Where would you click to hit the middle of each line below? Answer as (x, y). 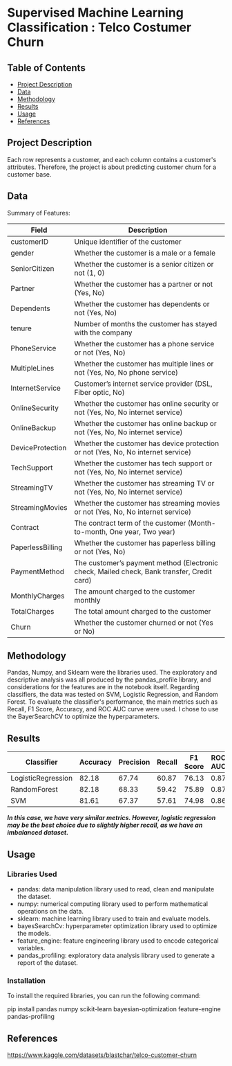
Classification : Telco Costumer (99, 27)
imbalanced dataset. (38, 833)
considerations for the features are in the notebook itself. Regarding (104, 687)
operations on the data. (50, 911)
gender (22, 253)
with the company (103, 332)
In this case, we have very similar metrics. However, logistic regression (112, 818)
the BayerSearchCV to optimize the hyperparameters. (84, 717)
